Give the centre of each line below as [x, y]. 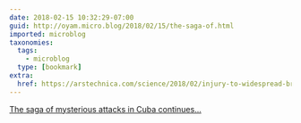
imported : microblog [48, 34]
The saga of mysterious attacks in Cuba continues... [105, 109]
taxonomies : [31, 42]
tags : [28, 51]
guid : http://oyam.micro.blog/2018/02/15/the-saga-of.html [122, 26]
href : [28, 84]
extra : [21, 76]
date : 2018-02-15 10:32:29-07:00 [72, 17]
